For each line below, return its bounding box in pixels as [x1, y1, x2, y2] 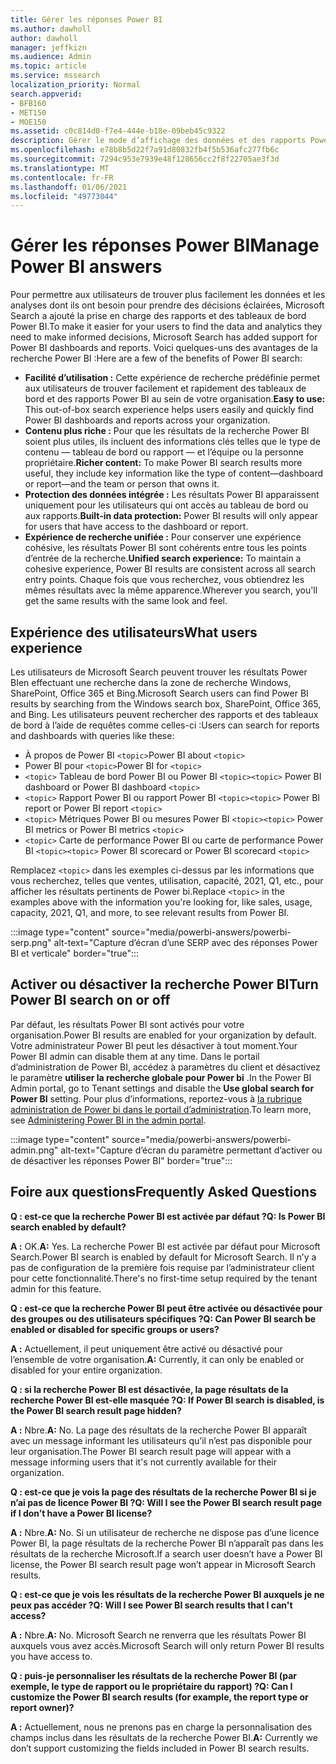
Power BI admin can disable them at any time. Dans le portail [10, 1050, 260, 1062]
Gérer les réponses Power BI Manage [10, 234, 320, 257]
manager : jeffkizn [10, 42, 87, 53]
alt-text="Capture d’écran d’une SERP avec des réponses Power [53, 937, 318, 948]
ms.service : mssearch [10, 71, 101, 81]
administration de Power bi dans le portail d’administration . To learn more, [10, 1103, 312, 1115]
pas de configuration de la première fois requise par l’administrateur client [10, 1261, 315, 1273]
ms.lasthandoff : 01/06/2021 [10, 182, 128, 192]
